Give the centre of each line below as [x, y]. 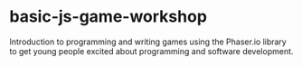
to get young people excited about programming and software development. [151, 51]
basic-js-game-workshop [109, 17]
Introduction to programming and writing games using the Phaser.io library [148, 42]
